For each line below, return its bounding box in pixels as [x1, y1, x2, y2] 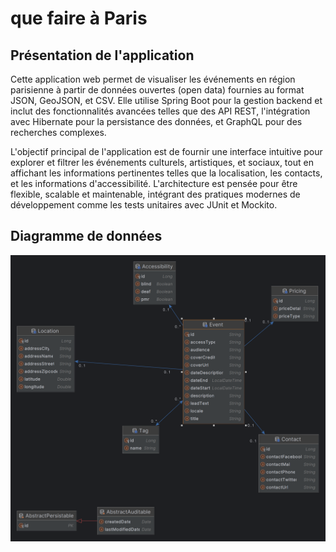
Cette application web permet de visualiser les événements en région [10, 73, 296, 85]
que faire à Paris [10, 7, 148, 30]
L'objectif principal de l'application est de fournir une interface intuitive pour [10, 146, 323, 157]
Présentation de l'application [10, 47, 195, 64]
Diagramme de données [10, 228, 163, 245]
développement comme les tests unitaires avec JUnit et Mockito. [10, 199, 278, 211]
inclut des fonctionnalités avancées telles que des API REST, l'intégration [10, 105, 311, 117]
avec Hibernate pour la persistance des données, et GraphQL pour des [10, 116, 303, 127]
